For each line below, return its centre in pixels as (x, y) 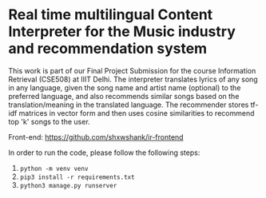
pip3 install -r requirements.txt (77, 177)
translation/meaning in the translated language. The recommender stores (129, 105)
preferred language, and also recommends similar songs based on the (124, 96)
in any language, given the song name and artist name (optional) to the (125, 87)
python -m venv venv (54, 168)
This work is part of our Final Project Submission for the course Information (132, 70)
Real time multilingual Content (111, 15)
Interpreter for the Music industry (122, 32)
